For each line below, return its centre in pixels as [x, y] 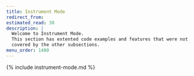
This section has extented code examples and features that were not [100, 39]
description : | [25, 28]
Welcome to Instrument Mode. [48, 34]
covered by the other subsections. [56, 45]
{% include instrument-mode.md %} [51, 67]
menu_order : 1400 [28, 50]
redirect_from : [25, 17]
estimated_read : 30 [30, 23]
